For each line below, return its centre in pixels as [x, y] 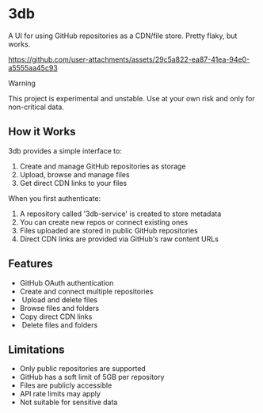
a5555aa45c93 [33, 67]
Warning [22, 83]
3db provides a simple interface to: [65, 150]
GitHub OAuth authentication [67, 282]
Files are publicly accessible [66, 385]
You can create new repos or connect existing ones [104, 222]
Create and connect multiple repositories [86, 291]
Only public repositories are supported [83, 369]
